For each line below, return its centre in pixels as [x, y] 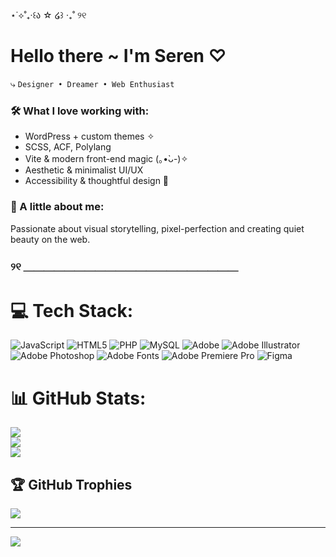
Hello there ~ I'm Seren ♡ [118, 56]
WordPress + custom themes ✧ [89, 136]
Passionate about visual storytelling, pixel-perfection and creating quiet [157, 228]
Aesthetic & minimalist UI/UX [84, 170]
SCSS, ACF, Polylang [68, 147]
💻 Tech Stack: [72, 310]
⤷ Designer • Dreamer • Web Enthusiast [92, 83]
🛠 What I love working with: [80, 111]
